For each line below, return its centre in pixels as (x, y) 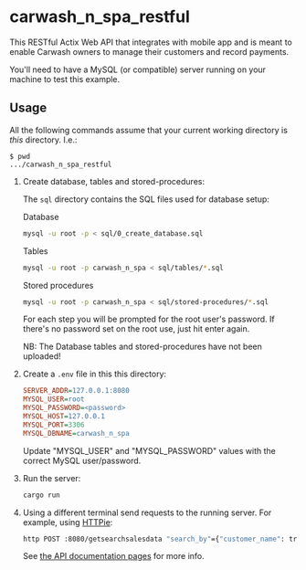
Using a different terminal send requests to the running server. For (147, 512)
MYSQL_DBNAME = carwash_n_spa (76, 433)
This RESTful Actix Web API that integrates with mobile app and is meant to (151, 42)
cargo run (42, 495)
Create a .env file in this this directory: (95, 374)
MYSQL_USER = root (53, 399)
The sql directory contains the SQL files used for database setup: (146, 199)
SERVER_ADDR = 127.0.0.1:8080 (76, 391)
